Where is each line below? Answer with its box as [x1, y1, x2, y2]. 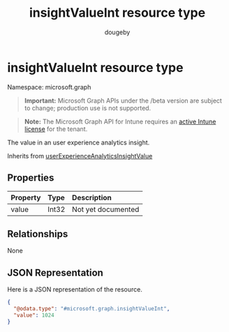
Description [72, 193, 112, 202]
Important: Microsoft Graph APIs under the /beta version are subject [24, 96, 222, 105]
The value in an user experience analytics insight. [7, 138, 150, 146]
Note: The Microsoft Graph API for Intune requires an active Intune [24, 117, 216, 126]
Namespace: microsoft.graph [7, 82, 91, 91]
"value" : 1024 [13, 312, 54, 319]
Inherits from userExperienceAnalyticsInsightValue [7, 151, 153, 160]
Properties [7, 172, 54, 184]
